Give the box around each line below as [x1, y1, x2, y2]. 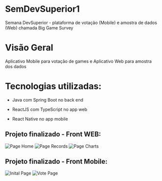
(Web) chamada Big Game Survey [5, 25, 73, 30]
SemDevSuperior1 [5, 3, 80, 15]
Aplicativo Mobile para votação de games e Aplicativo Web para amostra [5, 58, 152, 64]
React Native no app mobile [12, 116, 69, 122]
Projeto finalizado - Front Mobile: [5, 157, 108, 166]
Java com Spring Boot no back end [12, 97, 84, 103]
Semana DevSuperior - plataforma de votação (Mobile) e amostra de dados [5, 20, 158, 26]
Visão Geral [5, 42, 53, 53]
